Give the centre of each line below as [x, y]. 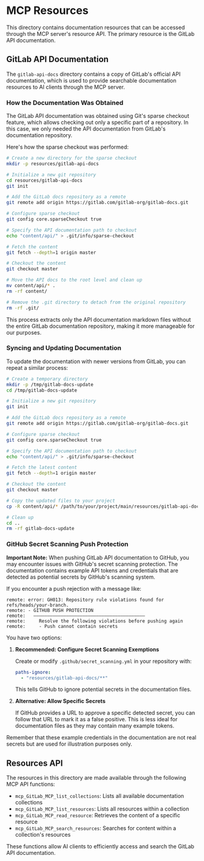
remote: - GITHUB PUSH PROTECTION [50, 610]
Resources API [35, 763]
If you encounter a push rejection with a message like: [74, 588]
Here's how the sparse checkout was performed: [68, 147]
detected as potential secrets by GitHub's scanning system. [81, 577]
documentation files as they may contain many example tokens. [95, 726]
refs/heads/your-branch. [38, 605]
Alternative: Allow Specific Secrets [60, 701]
